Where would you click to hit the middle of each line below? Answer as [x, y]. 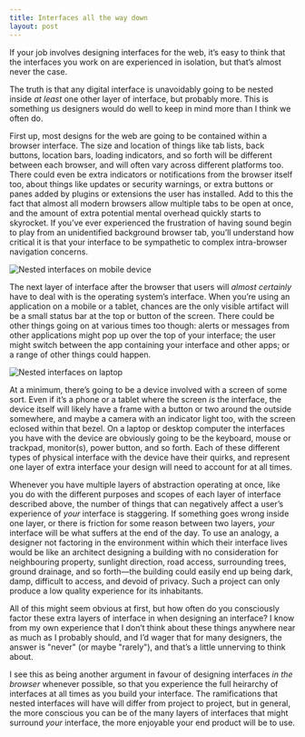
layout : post [34, 26]
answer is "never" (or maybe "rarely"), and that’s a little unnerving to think [148, 647]
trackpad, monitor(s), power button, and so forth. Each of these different [145, 447]
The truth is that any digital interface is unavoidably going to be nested [142, 89]
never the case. [39, 71]
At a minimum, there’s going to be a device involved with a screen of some [148, 389]
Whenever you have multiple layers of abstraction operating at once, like [145, 484]
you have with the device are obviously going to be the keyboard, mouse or [150, 438]
